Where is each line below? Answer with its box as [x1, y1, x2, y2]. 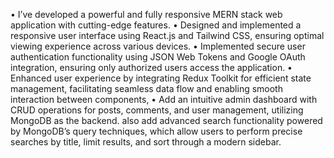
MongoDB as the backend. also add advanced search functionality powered [10, 115, 323, 126]
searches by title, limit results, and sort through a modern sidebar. [10, 136, 282, 148]
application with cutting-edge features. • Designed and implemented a [10, 19, 302, 31]
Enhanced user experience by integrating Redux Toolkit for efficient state [10, 72, 312, 84]
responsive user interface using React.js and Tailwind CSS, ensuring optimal [10, 30, 325, 41]
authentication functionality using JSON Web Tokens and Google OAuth [10, 51, 306, 63]
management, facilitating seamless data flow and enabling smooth [10, 83, 283, 94]
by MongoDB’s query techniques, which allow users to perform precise [10, 125, 303, 137]
